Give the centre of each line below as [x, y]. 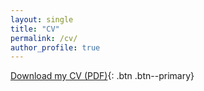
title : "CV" [35, 29]
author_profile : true [55, 47]
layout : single [42, 19]
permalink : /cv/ [44, 38]
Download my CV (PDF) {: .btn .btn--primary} [102, 76]
